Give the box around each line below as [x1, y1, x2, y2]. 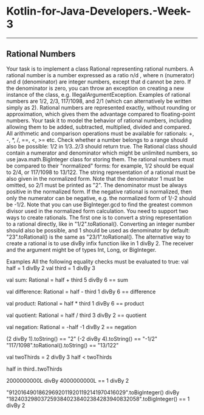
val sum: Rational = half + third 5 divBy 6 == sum [6, 276, 129, 284]
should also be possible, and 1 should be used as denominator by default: [6, 226, 190, 234]
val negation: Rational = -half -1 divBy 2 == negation [6, 323, 137, 330]
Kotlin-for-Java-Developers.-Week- [6, 4, 191, 18]
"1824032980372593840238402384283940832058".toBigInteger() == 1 [6, 395, 190, 402]
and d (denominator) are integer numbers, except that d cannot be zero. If [6, 78, 191, 85]
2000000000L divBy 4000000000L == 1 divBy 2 [6, 377, 129, 384]
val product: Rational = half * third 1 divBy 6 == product [6, 299, 144, 307]
